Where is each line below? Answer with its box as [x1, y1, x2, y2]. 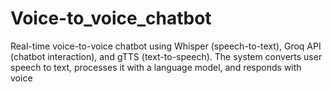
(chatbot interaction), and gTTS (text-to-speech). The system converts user [10, 50, 323, 62]
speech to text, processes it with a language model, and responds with [10, 61, 302, 73]
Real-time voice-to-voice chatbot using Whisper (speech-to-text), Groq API [10, 40, 322, 52]
